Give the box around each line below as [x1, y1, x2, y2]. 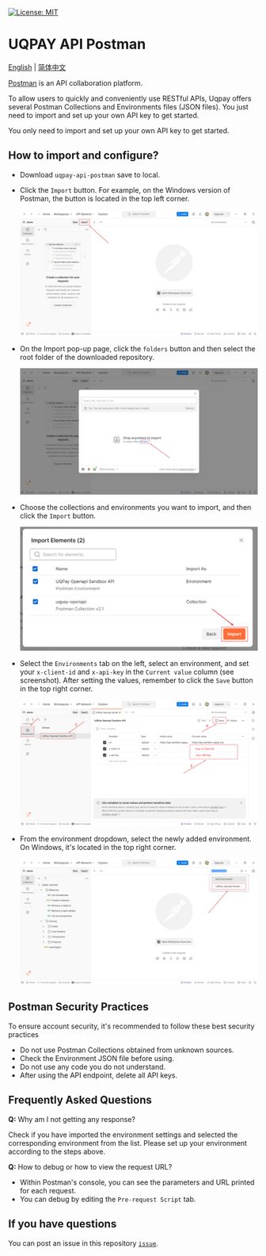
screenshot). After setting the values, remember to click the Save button [19, 675, 253, 685]
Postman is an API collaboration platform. [8, 78, 143, 87]
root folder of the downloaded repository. [19, 352, 155, 362]
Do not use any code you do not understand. [19, 1062, 166, 1071]
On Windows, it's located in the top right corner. [19, 842, 177, 852]
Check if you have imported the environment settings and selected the [8, 1130, 238, 1139]
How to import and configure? [8, 149, 159, 163]
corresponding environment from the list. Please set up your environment [8, 1138, 248, 1147]
